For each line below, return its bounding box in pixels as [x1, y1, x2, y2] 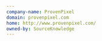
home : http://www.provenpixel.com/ [6, 20, 97, 26]
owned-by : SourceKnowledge [6, 25, 75, 32]
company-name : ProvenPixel [6, 8, 75, 15]
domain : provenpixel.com [6, 14, 69, 20]
